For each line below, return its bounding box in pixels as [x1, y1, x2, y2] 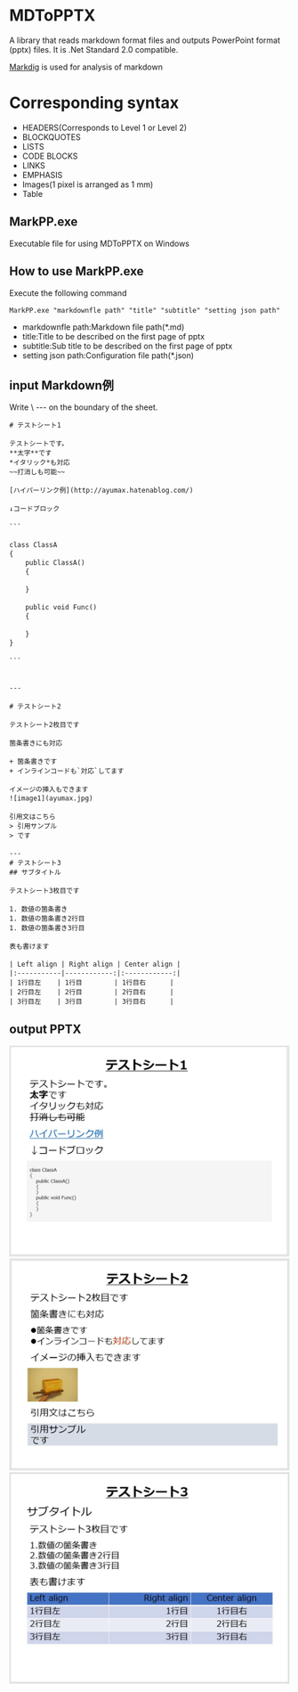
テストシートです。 [9, 439, 68, 448]
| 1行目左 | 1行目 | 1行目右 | [9, 978, 174, 987]
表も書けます [9, 942, 50, 952]
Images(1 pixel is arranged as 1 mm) [21, 179, 154, 190]
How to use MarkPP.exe [9, 264, 144, 279]
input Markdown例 [9, 378, 114, 393]
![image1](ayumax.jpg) [9, 794, 93, 803]
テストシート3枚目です [9, 887, 80, 895]
